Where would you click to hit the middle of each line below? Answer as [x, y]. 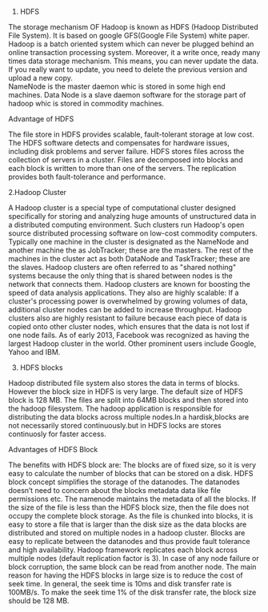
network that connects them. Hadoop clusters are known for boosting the [129, 284]
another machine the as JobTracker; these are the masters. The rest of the [131, 250]
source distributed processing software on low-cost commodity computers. [133, 233]
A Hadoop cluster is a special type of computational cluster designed [122, 208]
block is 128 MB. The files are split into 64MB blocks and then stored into [129, 400]
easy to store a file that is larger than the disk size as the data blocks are [128, 524]
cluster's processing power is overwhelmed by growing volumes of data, [128, 301]
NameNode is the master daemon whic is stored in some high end [117, 86]
